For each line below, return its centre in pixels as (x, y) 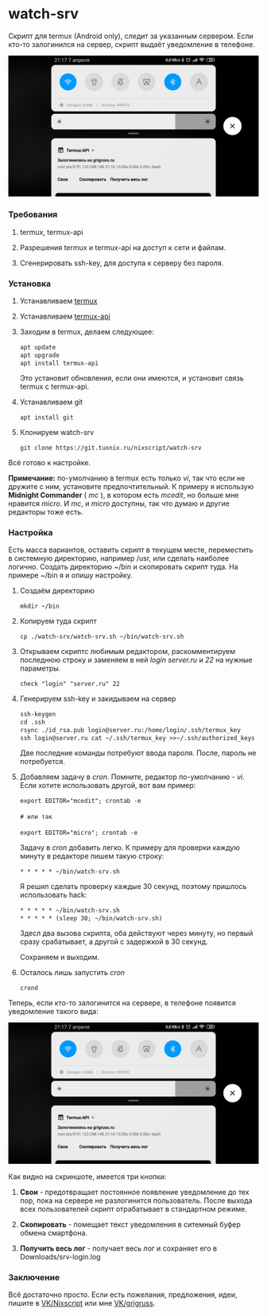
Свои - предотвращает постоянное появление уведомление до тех (134, 1192)
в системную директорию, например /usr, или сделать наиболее (119, 558)
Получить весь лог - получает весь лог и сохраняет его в (118, 1248)
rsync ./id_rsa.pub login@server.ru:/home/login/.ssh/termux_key (130, 730)
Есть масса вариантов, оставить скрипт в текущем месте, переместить (131, 550)
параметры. (40, 668)
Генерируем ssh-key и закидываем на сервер (98, 699)
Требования (33, 214)
